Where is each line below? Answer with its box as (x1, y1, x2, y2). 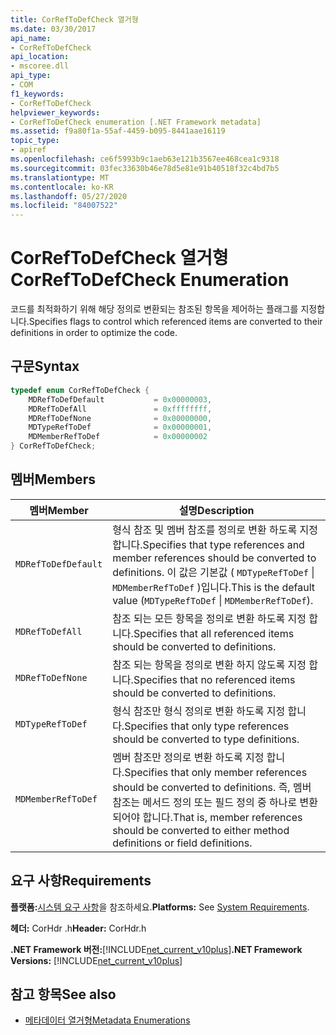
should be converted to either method (112, 823, 290, 837)
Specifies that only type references (124, 719, 290, 733)
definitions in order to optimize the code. (10, 327, 178, 339)
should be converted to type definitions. (112, 732, 300, 746)
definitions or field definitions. (112, 836, 253, 850)
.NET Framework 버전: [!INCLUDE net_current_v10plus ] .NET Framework (10, 943, 303, 955)
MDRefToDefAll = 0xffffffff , (28, 404, 213, 414)
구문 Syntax (10, 358, 80, 375)
